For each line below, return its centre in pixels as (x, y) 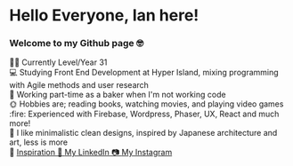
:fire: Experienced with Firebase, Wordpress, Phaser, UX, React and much (144, 114)
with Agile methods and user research (79, 85)
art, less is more (39, 142)
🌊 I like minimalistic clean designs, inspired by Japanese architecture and (143, 133)
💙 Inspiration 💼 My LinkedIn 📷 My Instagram (91, 153)
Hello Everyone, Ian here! (104, 16)
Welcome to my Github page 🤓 (77, 43)
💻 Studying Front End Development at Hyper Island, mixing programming (144, 73)
